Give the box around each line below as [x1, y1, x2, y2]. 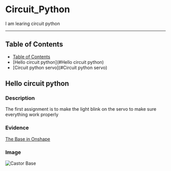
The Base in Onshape [5, 136, 50, 142]
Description [5, 94, 35, 102]
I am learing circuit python [5, 20, 60, 27]
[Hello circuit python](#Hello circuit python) [12, 59, 104, 65]
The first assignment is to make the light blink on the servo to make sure [5, 106, 157, 112]
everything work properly [5, 111, 59, 118]
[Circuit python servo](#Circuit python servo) [12, 64, 108, 70]
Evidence [5, 124, 29, 131]
